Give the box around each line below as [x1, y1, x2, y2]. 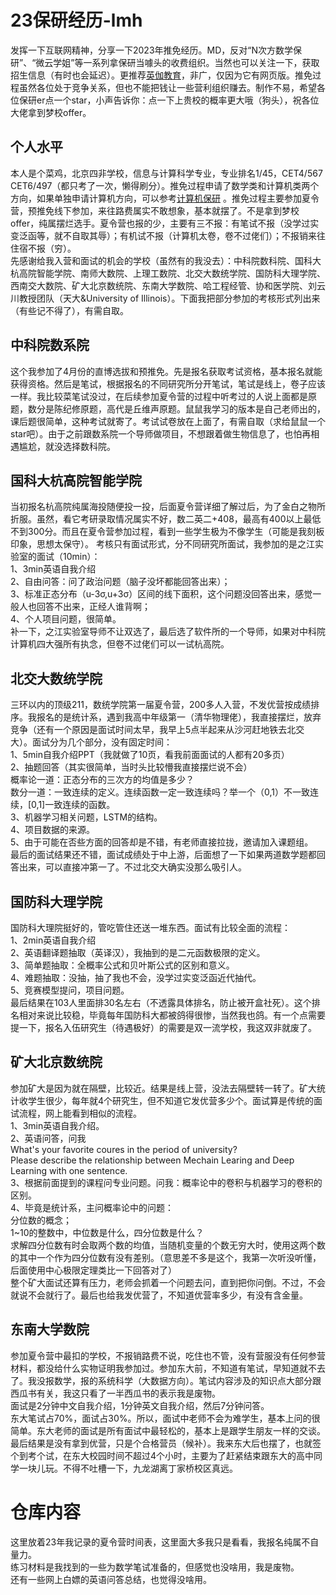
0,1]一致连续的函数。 [31, 799, 116, 811]
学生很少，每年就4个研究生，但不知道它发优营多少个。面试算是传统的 [27, 1094, 315, 1106]
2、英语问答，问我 [10, 1132, 87, 1144]
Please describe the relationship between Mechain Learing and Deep [10, 1154, 295, 1166]
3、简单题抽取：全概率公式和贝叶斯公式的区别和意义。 [10, 959, 235, 971]
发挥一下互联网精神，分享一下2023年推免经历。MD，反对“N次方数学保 [10, 44, 303, 56]
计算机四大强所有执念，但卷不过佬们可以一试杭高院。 [10, 638, 230, 650]
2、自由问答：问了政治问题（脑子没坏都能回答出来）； [10, 576, 231, 588]
